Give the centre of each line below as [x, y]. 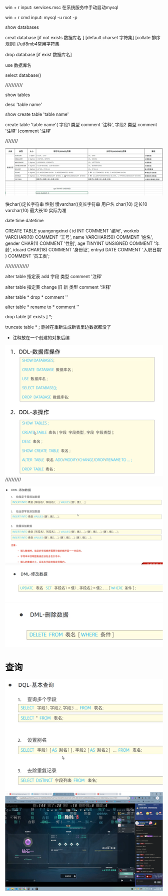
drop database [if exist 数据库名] [39, 55]
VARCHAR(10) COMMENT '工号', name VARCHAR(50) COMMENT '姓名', [79, 237]
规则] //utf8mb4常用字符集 [32, 44]
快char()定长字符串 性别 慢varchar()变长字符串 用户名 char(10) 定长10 [76, 204]
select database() [23, 75]
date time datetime [24, 220]
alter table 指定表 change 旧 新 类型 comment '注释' [58, 287]
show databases [22, 27]
